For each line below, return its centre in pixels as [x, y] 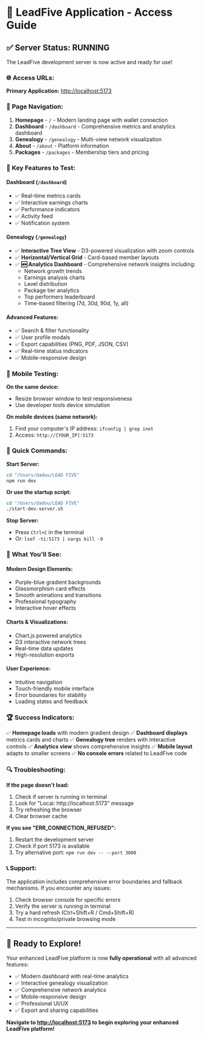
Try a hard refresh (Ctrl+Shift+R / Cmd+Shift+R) [75, 912]
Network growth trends [53, 271]
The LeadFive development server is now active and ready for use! [89, 62]
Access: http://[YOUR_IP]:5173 [54, 435]
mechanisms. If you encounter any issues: [59, 888]
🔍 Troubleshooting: [36, 770]
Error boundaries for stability [51, 695]
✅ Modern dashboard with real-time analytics [72, 976]
